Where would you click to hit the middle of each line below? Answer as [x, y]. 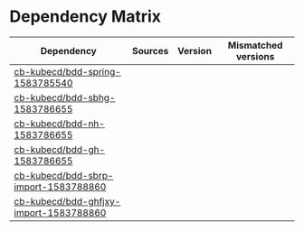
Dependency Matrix [85, 17]
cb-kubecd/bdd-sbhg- [65, 97]
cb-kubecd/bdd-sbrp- [64, 175]
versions [255, 56]
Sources [150, 51]
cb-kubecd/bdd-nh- [60, 124]
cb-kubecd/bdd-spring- [68, 71]
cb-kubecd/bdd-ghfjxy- [67, 201]
